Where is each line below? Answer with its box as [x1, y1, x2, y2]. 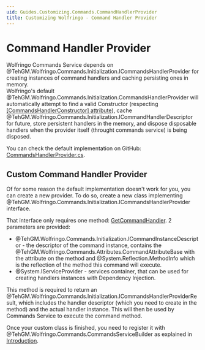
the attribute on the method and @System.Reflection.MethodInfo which [15, 255, 195, 262]
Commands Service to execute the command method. [6, 312, 143, 319]
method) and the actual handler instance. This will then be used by [6, 306, 174, 313]
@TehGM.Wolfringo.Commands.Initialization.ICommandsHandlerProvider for [6, 68, 199, 75]
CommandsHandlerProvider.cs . [6, 151, 86, 159]
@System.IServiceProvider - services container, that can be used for [15, 268, 188, 275]
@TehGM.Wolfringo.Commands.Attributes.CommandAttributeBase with [15, 248, 195, 256]
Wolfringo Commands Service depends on [6, 61, 114, 69]
